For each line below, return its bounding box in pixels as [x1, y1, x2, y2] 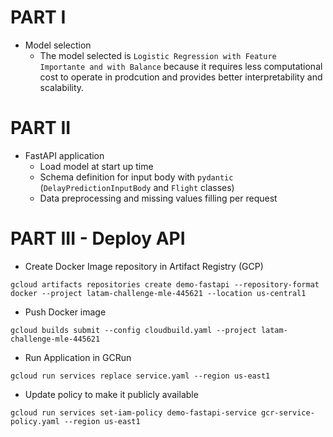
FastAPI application [24, 149, 105, 161]
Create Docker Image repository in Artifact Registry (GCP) [24, 260, 264, 272]
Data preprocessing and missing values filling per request [39, 192, 278, 204]
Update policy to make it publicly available [24, 388, 199, 400]
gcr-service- [260, 407, 315, 418]
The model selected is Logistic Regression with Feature [39, 49, 277, 61]
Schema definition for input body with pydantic [39, 171, 234, 183]
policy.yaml [10, 416, 60, 426]
